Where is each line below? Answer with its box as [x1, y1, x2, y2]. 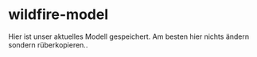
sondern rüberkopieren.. [8, 40, 88, 49]
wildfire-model [8, 6, 109, 24]
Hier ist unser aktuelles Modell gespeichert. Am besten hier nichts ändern [8, 32, 250, 41]
